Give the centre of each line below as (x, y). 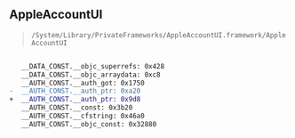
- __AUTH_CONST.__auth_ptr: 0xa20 (75, 91)
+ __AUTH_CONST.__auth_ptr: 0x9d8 (75, 100)
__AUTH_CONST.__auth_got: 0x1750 (83, 83)
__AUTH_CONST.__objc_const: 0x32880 (89, 124)
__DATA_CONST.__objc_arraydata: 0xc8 (91, 75)
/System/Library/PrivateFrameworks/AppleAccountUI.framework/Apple (158, 35)
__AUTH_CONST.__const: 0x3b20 (77, 108)
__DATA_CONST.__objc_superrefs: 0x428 (93, 66)
